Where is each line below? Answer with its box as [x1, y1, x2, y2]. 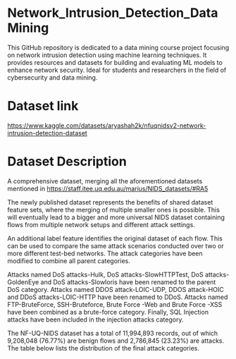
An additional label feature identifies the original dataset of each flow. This [7, 234, 223, 243]
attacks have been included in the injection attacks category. [7, 315, 184, 324]
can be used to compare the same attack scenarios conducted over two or [7, 241, 224, 250]
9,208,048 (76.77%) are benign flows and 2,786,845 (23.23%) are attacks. [7, 336, 225, 345]
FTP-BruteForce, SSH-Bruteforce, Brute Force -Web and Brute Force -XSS [7, 300, 223, 308]
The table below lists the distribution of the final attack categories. [7, 343, 199, 352]
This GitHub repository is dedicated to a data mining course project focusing [7, 43, 230, 51]
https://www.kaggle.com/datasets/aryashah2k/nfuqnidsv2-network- [7, 121, 206, 130]
